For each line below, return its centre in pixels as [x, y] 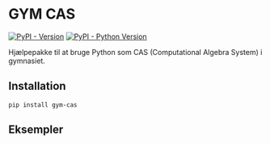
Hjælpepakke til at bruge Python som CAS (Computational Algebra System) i [135, 52]
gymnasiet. [27, 61]
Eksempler [36, 130]
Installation [37, 86]
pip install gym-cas [43, 105]
